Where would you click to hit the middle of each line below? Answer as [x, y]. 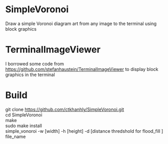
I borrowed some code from [35, 64]
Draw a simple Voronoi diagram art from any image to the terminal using [81, 23]
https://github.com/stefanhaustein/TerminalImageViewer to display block [82, 69]
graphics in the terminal [30, 75]
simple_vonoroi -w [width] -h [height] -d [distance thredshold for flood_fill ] [84, 131]
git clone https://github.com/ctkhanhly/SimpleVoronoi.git [65, 109]
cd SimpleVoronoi [24, 115]
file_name [16, 136]
